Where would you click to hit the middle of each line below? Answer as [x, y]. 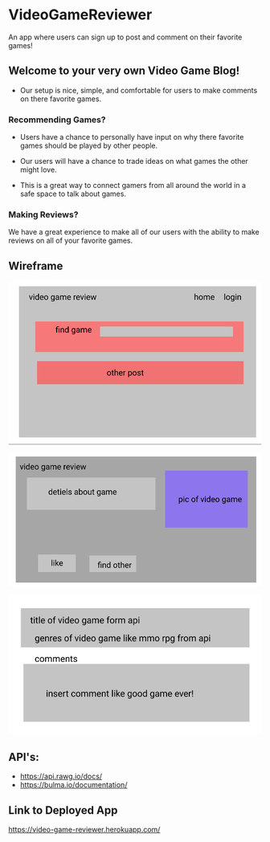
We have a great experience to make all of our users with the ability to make [134, 232]
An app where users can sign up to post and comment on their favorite [125, 37]
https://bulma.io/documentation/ [74, 785]
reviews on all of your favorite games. [71, 241]
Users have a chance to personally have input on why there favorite [132, 137]
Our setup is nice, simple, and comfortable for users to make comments [139, 90]
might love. [39, 170]
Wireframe [36, 266]
